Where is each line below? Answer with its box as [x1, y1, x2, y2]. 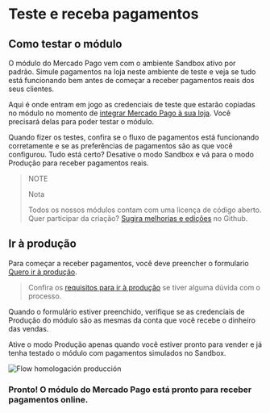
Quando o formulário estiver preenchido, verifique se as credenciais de [8, 307, 245, 316]
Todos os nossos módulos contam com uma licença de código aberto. [27, 205, 262, 215]
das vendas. [8, 323, 49, 333]
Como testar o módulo [8, 37, 123, 51]
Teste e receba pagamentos [8, 5, 199, 23]
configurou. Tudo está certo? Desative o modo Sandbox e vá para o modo [8, 150, 254, 159]
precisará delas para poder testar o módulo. [8, 117, 155, 126]
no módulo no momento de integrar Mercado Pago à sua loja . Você [8, 108, 231, 118]
